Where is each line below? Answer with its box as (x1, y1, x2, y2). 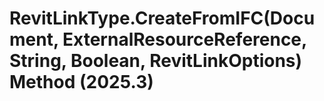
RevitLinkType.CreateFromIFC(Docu (9, 7, 316, 30)
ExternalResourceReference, (62, 28, 307, 51)
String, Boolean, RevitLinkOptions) (9, 50, 303, 72)
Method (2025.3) (9, 71, 154, 94)
